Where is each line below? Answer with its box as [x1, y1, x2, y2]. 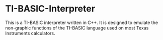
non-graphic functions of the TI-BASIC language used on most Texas [5, 24, 149, 30]
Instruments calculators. [5, 30, 55, 36]
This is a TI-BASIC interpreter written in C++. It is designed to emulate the [5, 19, 158, 25]
